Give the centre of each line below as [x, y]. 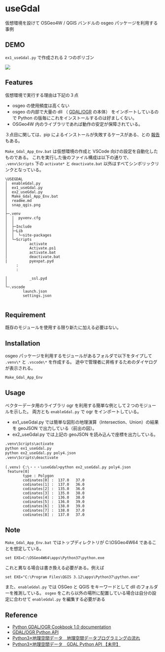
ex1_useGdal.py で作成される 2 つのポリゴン [50, 57]
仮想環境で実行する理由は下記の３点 [42, 95]
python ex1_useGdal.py [28, 448]
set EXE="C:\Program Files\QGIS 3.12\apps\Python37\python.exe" [72, 577]
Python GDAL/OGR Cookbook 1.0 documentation [62, 627]
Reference [21, 615]
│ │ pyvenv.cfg [23, 218]
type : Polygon [38, 476]
